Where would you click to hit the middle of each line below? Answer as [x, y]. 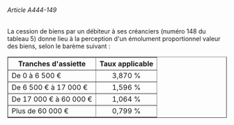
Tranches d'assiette [52, 64]
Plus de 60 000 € [40, 111]
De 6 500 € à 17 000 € [50, 87]
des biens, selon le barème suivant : [59, 46]
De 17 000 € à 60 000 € [52, 99]
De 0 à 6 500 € [36, 75]
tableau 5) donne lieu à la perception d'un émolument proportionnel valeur [114, 39]
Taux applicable [127, 64]
